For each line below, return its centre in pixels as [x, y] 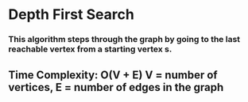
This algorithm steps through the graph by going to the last [124, 40]
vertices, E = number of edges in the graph [116, 87]
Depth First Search [72, 15]
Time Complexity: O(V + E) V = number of [113, 75]
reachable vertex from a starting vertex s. [90, 49]
